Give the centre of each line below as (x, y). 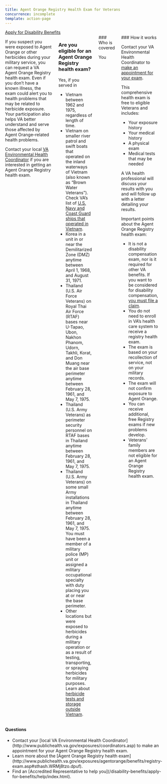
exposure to (140, 394)
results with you (137, 189)
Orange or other (21, 52)
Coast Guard (78, 213)
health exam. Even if (25, 78)
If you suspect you (24, 42)
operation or (78, 647)
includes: (130, 113)
